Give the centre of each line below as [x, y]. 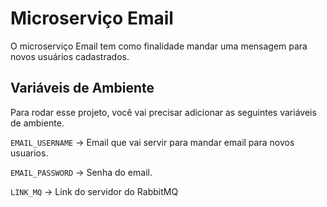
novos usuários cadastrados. [70, 56]
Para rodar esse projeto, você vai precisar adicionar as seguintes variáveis [163, 112]
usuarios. [29, 153]
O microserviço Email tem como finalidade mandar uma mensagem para [159, 46]
